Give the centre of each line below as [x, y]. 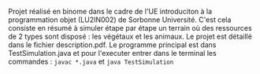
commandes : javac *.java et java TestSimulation [91, 61]
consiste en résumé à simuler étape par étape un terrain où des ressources [130, 28]
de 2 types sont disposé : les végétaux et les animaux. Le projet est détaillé [130, 36]
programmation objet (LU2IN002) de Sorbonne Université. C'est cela [120, 20]
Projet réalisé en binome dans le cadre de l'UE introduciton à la [110, 11]
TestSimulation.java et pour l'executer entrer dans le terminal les [112, 53]
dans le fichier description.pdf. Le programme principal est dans [112, 45]
